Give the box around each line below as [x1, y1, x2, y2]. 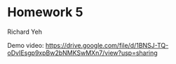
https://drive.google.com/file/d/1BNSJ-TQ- [45, 41, 169, 49]
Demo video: [7, 41, 44, 49]
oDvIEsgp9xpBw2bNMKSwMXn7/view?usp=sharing [7, 49, 158, 57]
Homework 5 [7, 4, 83, 20]
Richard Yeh [7, 27, 42, 36]
